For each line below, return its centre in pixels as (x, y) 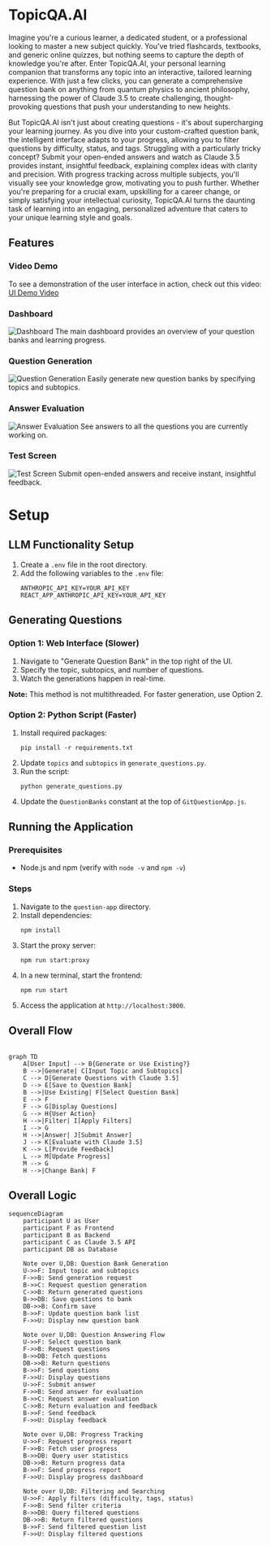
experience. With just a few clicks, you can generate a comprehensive (126, 81)
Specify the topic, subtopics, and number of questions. (112, 669)
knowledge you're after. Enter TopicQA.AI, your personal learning (117, 63)
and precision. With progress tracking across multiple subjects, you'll (124, 174)
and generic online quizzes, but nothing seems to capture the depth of (126, 54)
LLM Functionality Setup (71, 545)
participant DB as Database (70, 1250)
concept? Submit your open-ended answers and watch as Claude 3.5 (125, 157)
